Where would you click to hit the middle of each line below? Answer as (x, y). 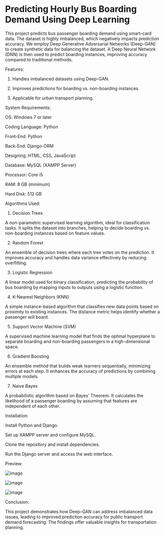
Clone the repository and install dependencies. (52, 444)
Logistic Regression (32, 272)
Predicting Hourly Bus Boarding (71, 9)
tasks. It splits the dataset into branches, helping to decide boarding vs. (78, 228)
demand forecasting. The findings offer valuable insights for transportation (81, 522)
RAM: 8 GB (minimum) (28, 184)
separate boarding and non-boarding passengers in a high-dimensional (78, 341)
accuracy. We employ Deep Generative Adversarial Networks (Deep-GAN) (81, 44)
